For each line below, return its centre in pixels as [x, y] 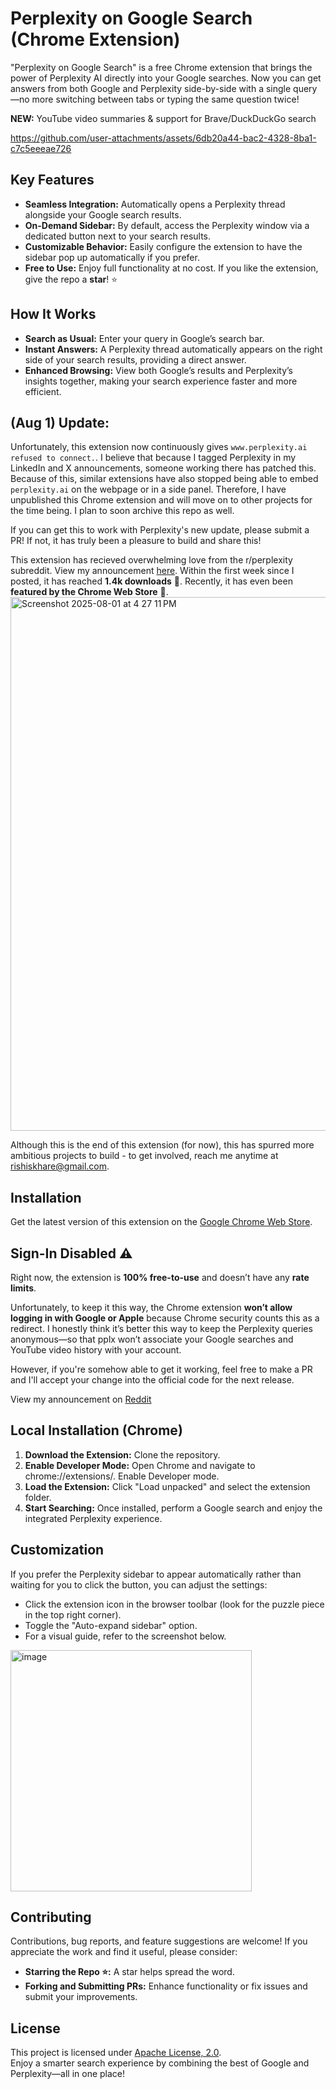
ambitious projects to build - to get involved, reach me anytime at [144, 1156]
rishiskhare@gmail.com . [60, 1166]
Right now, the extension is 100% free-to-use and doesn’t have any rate [160, 1277]
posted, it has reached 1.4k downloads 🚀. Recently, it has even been [151, 581]
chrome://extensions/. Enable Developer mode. [122, 1476]
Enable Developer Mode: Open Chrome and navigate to [140, 1465]
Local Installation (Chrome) [96, 1430]
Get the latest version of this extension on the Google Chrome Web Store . [161, 1222]
